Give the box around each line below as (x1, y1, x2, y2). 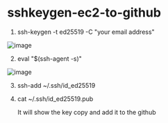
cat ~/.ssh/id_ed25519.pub (17, 95, 94, 103)
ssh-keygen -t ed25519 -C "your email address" (17, 28, 155, 36)
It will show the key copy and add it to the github (17, 108, 156, 116)
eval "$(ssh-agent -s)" (17, 54, 82, 63)
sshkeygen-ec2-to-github (7, 5, 162, 21)
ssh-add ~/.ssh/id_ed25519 (17, 81, 96, 89)
